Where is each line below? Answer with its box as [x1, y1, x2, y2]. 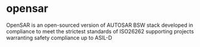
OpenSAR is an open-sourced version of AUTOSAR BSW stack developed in [6, 21, 193, 29]
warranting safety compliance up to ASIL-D [6, 34, 112, 41]
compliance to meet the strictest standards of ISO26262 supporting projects [6, 27, 194, 35]
